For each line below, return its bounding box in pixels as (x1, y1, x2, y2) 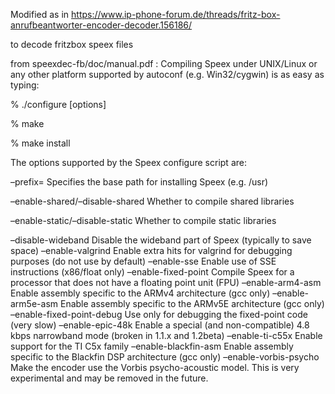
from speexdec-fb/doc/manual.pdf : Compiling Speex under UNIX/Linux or (10, 58, 318, 69)
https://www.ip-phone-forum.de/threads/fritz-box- (71, 9, 281, 20)
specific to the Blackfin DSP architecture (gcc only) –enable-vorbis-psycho (10, 351, 320, 363)
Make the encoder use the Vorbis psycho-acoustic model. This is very (10, 362, 300, 373)
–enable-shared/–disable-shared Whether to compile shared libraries (10, 195, 295, 207)
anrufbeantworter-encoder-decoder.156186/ (10, 19, 193, 31)
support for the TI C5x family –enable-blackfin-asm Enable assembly (10, 340, 294, 352)
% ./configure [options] (10, 99, 107, 110)
